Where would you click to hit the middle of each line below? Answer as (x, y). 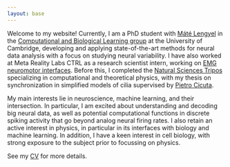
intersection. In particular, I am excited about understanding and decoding (112, 105)
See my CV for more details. (47, 156)
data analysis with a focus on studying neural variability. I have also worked (114, 55)
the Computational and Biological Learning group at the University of (105, 41)
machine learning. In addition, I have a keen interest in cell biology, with (109, 135)
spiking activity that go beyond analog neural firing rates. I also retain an (110, 120)
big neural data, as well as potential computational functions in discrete (108, 113)
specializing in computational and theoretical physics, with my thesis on (109, 78)
